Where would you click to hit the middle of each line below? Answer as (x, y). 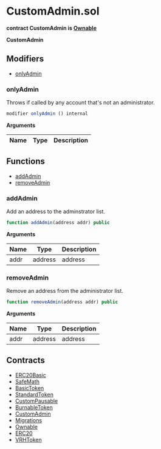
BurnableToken (34, 407)
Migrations (29, 420)
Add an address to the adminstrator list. (56, 211)
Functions (26, 161)
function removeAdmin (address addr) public (62, 302)
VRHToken (29, 439)
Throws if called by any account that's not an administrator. (80, 103)
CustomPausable (36, 401)
